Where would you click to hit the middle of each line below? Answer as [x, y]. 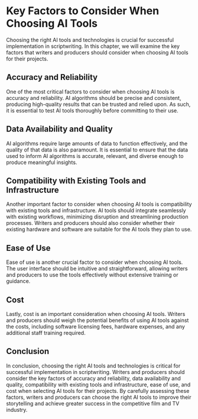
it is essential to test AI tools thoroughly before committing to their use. [92, 110]
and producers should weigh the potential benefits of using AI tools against [98, 320]
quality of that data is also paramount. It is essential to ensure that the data [97, 150]
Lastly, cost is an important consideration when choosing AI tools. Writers [96, 314]
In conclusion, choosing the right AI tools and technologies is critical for [93, 366]
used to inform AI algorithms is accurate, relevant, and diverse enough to [95, 156]
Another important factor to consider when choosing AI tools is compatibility [99, 204]
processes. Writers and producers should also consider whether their [91, 223]
